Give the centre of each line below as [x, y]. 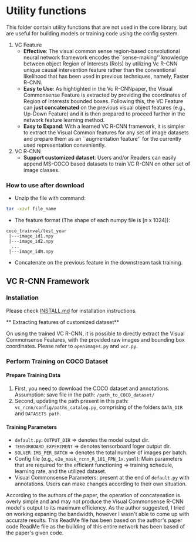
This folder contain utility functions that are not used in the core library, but [97, 27]
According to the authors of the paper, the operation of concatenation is [93, 495]
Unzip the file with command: [50, 198]
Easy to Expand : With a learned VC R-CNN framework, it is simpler [104, 126]
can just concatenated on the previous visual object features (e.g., [104, 107]
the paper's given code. [35, 533]
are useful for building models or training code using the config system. [92, 33]
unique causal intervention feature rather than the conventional [99, 70]
